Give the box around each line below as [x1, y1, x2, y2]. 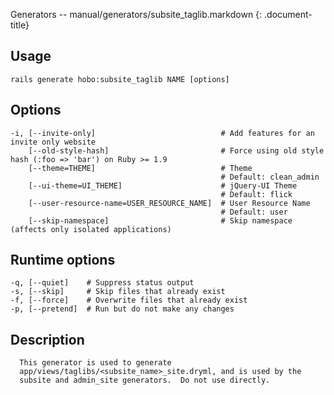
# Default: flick [220, 189, 293, 199]
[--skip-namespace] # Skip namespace [28, 215, 293, 226]
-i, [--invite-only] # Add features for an [10, 128, 315, 138]
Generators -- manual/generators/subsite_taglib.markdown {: [10, 9, 263, 20]
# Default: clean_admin [220, 172, 320, 182]
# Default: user [220, 207, 288, 217]
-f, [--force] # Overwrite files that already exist [10, 295, 248, 306]
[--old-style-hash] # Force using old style [28, 145, 325, 156]
